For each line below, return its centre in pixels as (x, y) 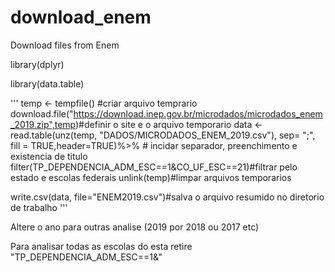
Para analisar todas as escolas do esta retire (101, 246)
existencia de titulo (49, 156)
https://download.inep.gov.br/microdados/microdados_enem (198, 113)
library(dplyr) (37, 64)
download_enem (81, 17)
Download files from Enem (65, 45)
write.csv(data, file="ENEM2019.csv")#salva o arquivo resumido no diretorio (167, 197)
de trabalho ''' (39, 207)
